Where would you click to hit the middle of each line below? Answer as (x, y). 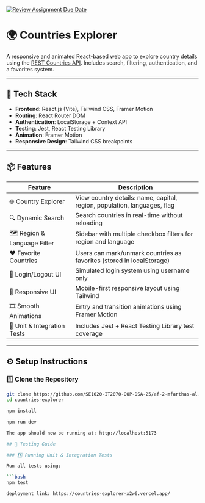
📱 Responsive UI (33, 292)
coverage (89, 333)
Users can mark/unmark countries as (128, 253)
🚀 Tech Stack (32, 94)
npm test (17, 483)
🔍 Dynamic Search (37, 218)
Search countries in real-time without (129, 215)
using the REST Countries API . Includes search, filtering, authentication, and (102, 63)
